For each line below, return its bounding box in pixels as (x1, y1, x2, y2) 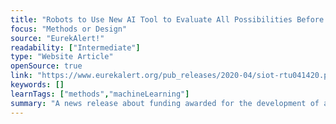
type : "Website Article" (10, 52, 114, 62)
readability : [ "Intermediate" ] (10, 42, 141, 53)
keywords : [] (10, 80, 65, 90)
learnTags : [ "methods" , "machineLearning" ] (10, 89, 190, 99)
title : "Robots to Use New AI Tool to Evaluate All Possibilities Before (10, 14, 325, 25)
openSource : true (10, 61, 83, 71)
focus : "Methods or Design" (10, 24, 128, 34)
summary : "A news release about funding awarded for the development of (10, 98, 320, 108)
